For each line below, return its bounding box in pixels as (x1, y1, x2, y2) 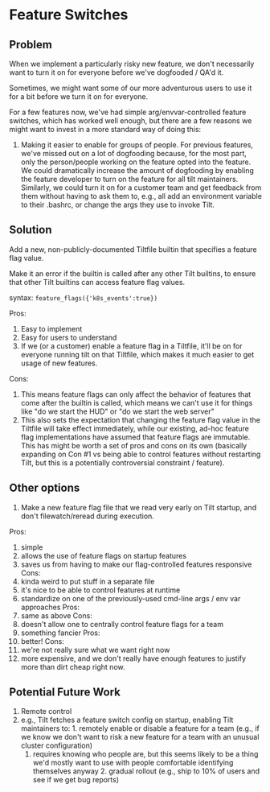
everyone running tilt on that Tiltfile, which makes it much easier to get (20, 349, 255, 359)
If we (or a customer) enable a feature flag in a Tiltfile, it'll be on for (20, 340, 243, 351)
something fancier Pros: (20, 628, 100, 637)
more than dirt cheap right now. (20, 662, 125, 671)
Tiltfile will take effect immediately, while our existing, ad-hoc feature (20, 423, 250, 433)
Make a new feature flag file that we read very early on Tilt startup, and (20, 502, 256, 512)
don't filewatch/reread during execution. (20, 511, 155, 521)
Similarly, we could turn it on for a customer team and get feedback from (20, 183, 262, 192)
